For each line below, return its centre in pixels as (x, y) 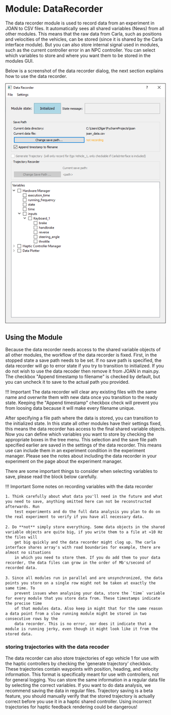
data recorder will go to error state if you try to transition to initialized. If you (84, 366)
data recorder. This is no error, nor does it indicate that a (83, 624)
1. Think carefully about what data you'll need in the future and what (84, 497)
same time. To (20, 588)
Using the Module (34, 337)
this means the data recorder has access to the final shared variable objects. (85, 429)
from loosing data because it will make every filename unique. (70, 408)
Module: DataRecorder (54, 9)
